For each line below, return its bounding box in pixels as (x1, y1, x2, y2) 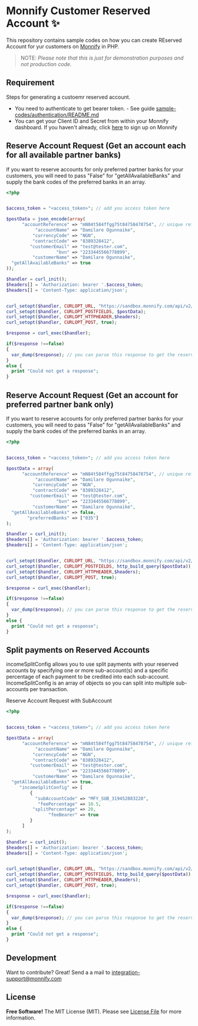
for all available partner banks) (6, 150, 121, 160)
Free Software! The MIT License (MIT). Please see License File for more (6, 1008, 181, 1015)
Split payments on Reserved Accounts (6, 645, 150, 655)
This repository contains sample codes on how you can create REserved (6, 37, 182, 44)
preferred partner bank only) (6, 399, 114, 409)
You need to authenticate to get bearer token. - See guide (14, 105, 155, 112)
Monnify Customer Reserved (6, 4, 151, 18)
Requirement (6, 78, 55, 88)
